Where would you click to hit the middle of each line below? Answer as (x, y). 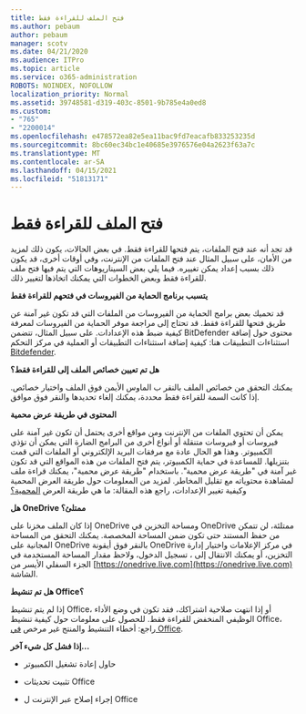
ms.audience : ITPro (47, 60)
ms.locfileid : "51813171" (59, 178)
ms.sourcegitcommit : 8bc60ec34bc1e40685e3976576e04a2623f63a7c (133, 145)
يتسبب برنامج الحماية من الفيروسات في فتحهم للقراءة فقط (109, 296)
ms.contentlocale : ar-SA (57, 162)
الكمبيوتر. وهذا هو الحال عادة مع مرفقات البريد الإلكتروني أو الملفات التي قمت (141, 452)
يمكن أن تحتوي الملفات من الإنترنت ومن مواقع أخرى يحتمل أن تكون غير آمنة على (147, 433)
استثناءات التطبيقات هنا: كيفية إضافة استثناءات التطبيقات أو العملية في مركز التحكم (150, 342)
